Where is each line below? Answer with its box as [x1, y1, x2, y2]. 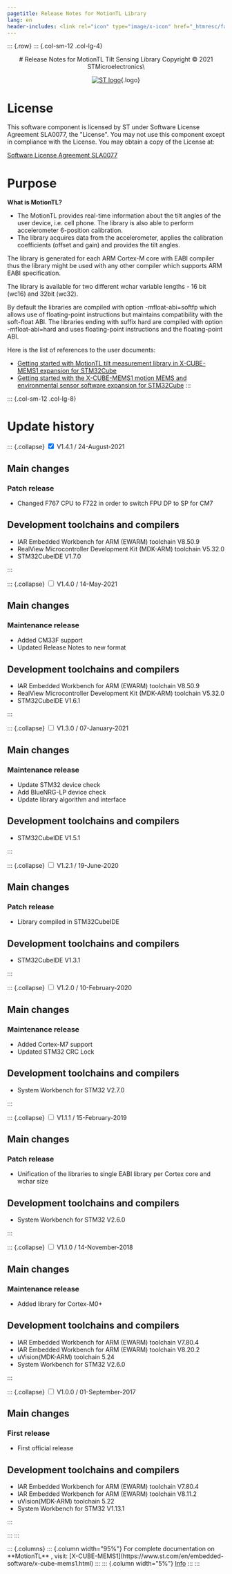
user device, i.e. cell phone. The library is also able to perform [17, 219, 194, 227]
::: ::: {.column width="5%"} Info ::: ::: [95, 1559, 200, 1568]
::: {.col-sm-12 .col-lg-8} [7, 395, 77, 403]
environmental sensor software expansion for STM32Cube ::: [17, 381, 191, 390]
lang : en [7, 17, 32, 23]
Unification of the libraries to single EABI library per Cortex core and [17, 1170, 211, 1178]
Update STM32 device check [17, 780, 101, 788]
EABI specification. [7, 269, 61, 277]
